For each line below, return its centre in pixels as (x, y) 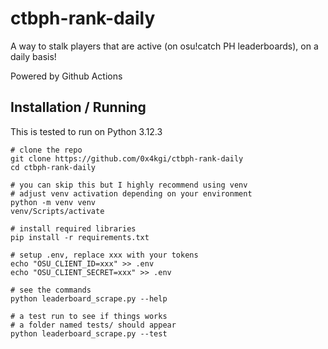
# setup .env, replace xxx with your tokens (104, 255)
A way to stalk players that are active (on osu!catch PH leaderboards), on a (164, 46)
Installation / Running (78, 107)
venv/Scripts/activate (57, 211)
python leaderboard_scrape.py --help (89, 298)
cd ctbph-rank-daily (53, 167)
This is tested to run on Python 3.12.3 (86, 131)
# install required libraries (73, 228)
